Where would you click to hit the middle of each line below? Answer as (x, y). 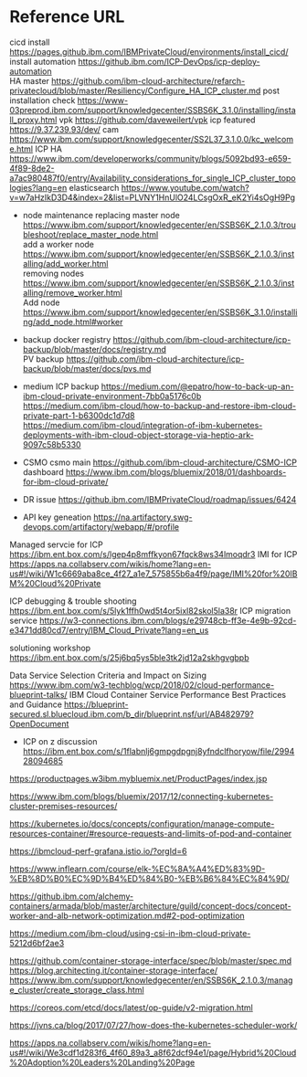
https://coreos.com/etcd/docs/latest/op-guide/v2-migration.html (131, 1008)
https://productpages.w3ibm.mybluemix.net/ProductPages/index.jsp (138, 778)
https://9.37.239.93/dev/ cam (64, 129)
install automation (43, 61)
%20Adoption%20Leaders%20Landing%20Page (102, 1062)
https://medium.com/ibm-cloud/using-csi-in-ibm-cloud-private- (130, 933)
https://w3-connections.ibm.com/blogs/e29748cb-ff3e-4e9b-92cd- (168, 620)
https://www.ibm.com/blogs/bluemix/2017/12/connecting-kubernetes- (142, 796)
